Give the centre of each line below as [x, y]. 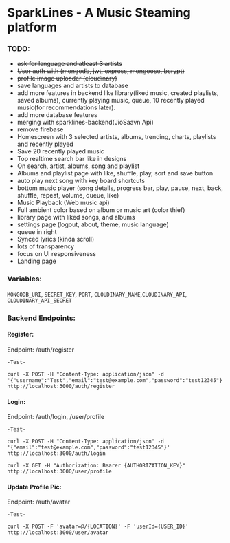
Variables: [25, 279]
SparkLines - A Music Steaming [99, 13]
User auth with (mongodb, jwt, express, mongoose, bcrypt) [101, 71]
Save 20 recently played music [61, 151]
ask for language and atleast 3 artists [69, 64]
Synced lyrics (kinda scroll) [56, 239]
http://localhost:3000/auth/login [57, 454]
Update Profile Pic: [34, 487]
